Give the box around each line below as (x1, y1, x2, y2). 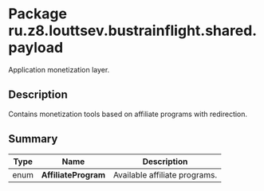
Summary (8, 132, 58, 146)
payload (8, 39, 64, 57)
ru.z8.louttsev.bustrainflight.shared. (8, 21, 258, 40)
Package (8, 5, 68, 23)
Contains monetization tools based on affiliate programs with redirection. (8, 109, 248, 119)
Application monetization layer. (8, 64, 110, 74)
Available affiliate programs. (112, 169, 218, 180)
